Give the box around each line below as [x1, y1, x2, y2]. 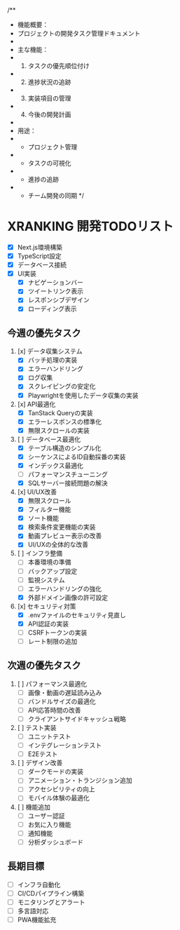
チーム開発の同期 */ [27, 191, 85, 199]
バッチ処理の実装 [27, 356, 78, 364]
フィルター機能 [27, 505, 71, 514]
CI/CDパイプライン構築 [17, 889, 85, 897]
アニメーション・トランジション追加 [27, 776, 133, 785]
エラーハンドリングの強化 [27, 584, 102, 593]
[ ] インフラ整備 [17, 549, 63, 558]
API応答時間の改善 [27, 706, 81, 714]
